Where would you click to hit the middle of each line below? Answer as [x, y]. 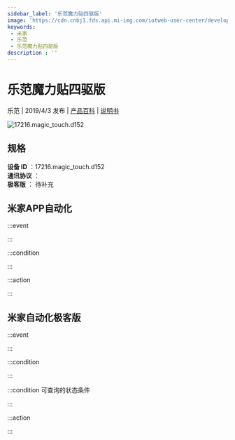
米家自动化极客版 [44, 318]
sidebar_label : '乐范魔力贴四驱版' [55, 14]
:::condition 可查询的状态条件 [49, 390]
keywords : [22, 27]
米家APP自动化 [40, 209]
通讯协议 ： [23, 175]
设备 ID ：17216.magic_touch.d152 [56, 166]
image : [17, 20]
